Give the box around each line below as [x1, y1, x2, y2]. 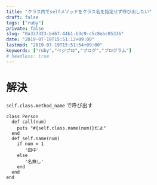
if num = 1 [17, 141, 44, 147]
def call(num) [11, 119, 47, 125]
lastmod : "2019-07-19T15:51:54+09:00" [6, 42, 103, 48]
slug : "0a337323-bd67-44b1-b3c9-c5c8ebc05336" [6, 31, 124, 37]
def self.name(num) [11, 135, 60, 141]
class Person [6, 113, 39, 119]
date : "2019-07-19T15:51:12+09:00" [6, 36, 95, 42]
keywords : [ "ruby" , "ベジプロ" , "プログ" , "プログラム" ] [6, 48, 132, 54]
